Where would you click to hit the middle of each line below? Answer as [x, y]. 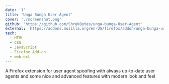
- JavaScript [23, 47]
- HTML [17, 38]
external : [16, 29]
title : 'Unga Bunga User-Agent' [39, 15]
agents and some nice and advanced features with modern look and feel [80, 76]
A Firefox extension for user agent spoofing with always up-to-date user [80, 71]
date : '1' [16, 10]
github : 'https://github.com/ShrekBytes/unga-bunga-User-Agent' [74, 24]
